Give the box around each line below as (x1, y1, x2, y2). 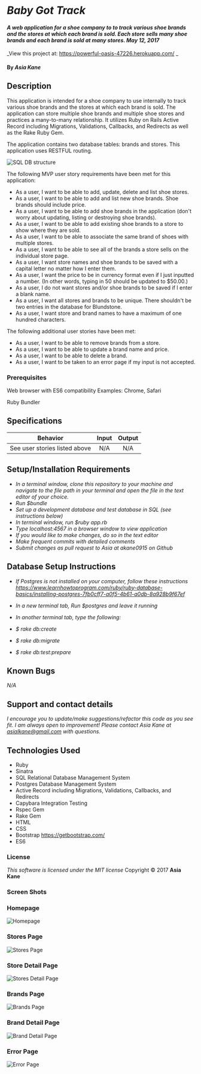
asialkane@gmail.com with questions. (7, 728, 101, 735)
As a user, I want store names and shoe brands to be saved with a (15, 258, 178, 265)
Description (7, 81, 51, 91)
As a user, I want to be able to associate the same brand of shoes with (15, 232, 189, 240)
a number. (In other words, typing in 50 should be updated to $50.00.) (15, 278, 188, 285)
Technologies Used (7, 745, 80, 756)
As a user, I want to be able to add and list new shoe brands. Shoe (15, 195, 179, 202)
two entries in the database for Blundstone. (15, 303, 122, 310)
